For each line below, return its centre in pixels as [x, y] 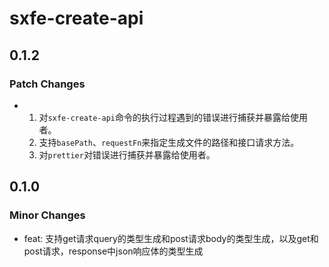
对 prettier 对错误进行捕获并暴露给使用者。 [127, 154]
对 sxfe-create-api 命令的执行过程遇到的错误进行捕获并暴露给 [164, 117]
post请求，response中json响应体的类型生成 [113, 251]
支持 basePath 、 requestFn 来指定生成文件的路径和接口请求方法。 [169, 142]
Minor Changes [47, 215]
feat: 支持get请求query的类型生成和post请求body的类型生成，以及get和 [171, 238]
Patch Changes [47, 84]
